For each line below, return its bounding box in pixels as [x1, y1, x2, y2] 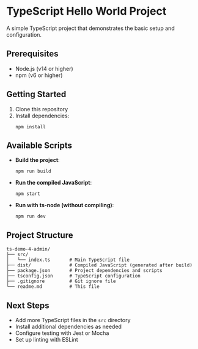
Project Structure [6, 230, 73, 240]
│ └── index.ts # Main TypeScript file [6, 257, 130, 263]
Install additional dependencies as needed [15, 323, 122, 330]
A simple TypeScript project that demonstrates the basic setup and [6, 24, 175, 32]
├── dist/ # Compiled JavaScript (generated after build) [6, 262, 193, 268]
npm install [15, 123, 46, 130]
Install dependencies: [15, 112, 70, 119]
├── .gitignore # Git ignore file [6, 278, 116, 285]
